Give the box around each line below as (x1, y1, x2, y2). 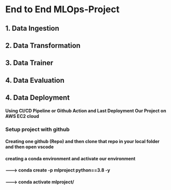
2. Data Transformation (5, 41, 81, 50)
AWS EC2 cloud (5, 113, 39, 119)
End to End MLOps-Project (5, 4, 120, 15)
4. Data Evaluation (5, 76, 65, 85)
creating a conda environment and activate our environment (5, 155, 136, 161)
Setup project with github (5, 126, 70, 133)
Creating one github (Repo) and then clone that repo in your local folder (5, 138, 160, 145)
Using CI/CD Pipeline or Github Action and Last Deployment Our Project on (5, 107, 166, 113)
